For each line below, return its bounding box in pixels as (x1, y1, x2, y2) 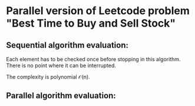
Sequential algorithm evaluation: (6, 40, 128, 50)
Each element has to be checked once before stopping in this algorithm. (6, 56, 181, 62)
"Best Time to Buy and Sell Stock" (6, 16, 176, 30)
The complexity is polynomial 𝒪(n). (6, 74, 90, 80)
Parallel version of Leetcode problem (6, 4, 190, 18)
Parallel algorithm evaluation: (6, 91, 116, 101)
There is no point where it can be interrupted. (6, 62, 116, 69)
